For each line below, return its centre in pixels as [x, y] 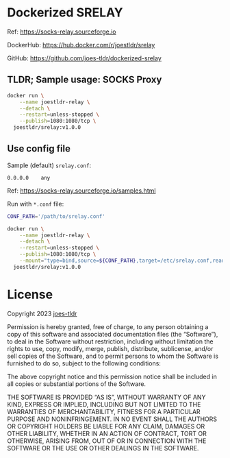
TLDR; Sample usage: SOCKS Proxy [85, 80]
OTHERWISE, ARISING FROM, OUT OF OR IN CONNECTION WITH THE [107, 441]
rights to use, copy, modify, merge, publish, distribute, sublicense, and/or [110, 348]
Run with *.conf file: [36, 204]
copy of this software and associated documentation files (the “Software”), [113, 334]
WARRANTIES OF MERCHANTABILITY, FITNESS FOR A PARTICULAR [104, 411]
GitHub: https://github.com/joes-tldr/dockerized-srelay [85, 58]
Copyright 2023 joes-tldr [42, 313]
